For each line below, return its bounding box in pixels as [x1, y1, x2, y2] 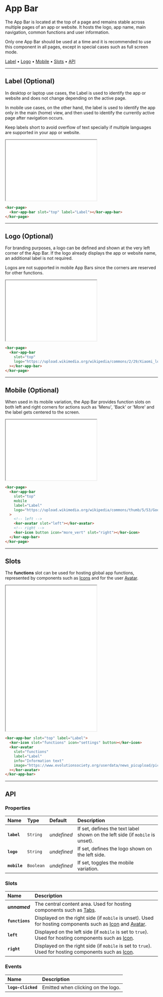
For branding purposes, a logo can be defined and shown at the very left [5, 245, 150, 251]
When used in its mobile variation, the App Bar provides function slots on [5, 399, 151, 405]
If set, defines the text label [77, 825, 140, 832]
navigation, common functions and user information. [5, 29, 110, 35]
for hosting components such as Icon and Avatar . [34, 921, 147, 928]
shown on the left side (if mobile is [77, 831, 155, 838]
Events [5, 963, 22, 970]
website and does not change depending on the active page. [5, 95, 127, 101]
